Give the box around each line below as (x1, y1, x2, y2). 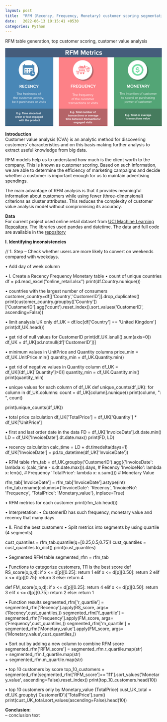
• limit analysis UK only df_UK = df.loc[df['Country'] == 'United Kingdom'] (5, 319, 157, 325)
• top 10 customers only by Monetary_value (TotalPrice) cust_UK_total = (5, 687, 152, 693)
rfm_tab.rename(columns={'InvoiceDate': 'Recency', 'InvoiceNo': (5, 485, 138, 491)
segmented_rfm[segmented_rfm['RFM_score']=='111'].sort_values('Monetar (5, 672, 160, 678)
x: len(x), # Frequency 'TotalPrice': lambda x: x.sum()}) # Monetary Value (5, 470, 155, 476)
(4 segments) (5, 530, 33, 536)
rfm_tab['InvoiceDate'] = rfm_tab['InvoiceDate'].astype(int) (5, 479, 125, 485)
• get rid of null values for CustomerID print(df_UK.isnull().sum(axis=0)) (5, 334, 152, 340)
